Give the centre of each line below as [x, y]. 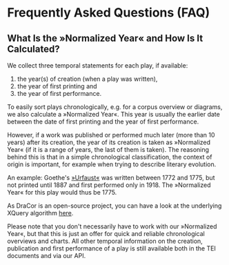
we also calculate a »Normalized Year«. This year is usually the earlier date [114, 114]
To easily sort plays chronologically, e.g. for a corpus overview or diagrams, [115, 107]
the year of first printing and [57, 86]
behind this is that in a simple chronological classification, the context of [110, 157]
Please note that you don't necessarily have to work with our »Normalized [112, 226]
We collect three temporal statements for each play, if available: [98, 66]
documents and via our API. [47, 256]
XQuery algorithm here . [40, 213]
